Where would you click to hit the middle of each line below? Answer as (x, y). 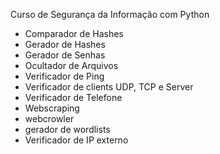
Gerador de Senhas (65, 55)
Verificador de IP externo (76, 140)
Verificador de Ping (64, 76)
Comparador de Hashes (74, 33)
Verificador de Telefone (73, 97)
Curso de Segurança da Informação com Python (110, 14)
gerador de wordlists (67, 129)
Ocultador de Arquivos (71, 65)
